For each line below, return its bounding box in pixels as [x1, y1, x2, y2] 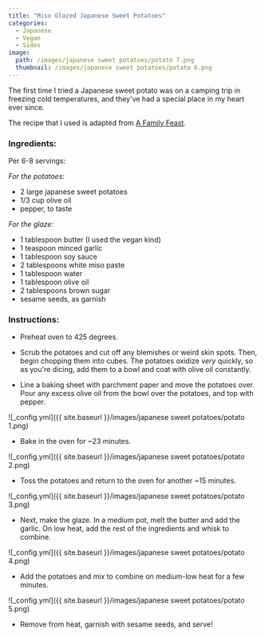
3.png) [8, 500, 30, 509]
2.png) [8, 461, 30, 470]
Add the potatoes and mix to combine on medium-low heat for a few [19, 572, 245, 581]
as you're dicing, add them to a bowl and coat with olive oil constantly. [19, 365, 251, 374]
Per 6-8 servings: [8, 156, 66, 166]
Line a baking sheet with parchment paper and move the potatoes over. [19, 380, 255, 390]
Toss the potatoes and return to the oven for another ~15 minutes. [19, 476, 237, 485]
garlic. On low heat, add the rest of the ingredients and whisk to [19, 524, 230, 533]
